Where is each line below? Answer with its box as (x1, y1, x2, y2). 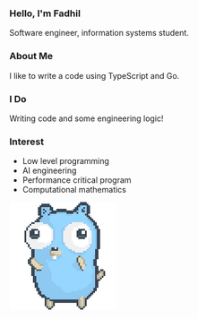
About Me (9, 50, 54, 63)
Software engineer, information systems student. (9, 28, 190, 39)
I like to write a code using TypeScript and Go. (9, 70, 180, 81)
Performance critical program (22, 175, 132, 185)
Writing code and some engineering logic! (9, 113, 164, 124)
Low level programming (22, 156, 110, 167)
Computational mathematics (22, 185, 127, 195)
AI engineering (22, 165, 77, 177)
